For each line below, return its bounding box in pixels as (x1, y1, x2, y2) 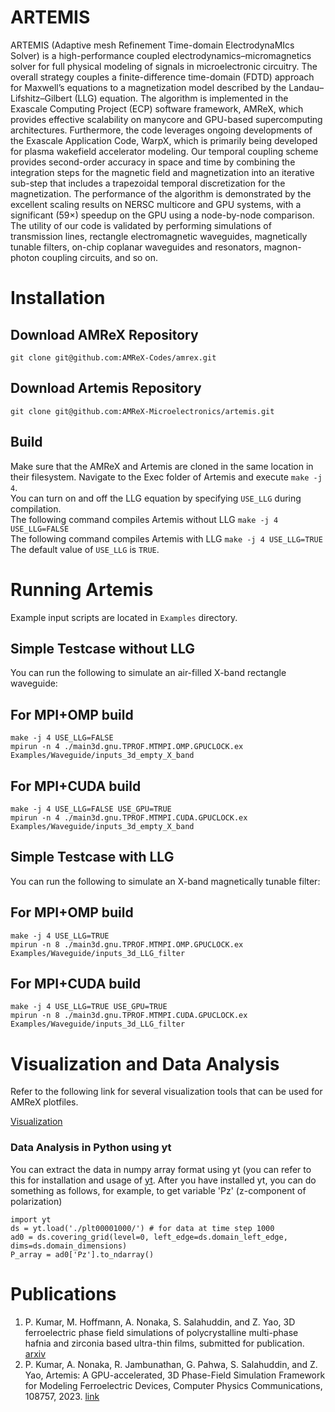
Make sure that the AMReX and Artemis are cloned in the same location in (10, 460, 314, 472)
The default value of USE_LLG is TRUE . (10, 543, 160, 555)
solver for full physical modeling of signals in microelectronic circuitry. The (10, 60, 318, 72)
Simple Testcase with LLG (10, 849, 175, 866)
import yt (10, 1214, 52, 1225)
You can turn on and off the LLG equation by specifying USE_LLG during (10, 492, 302, 504)
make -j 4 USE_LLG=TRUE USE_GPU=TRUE (10, 1002, 168, 1012)
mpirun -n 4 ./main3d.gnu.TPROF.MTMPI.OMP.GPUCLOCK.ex (10, 742, 244, 752)
